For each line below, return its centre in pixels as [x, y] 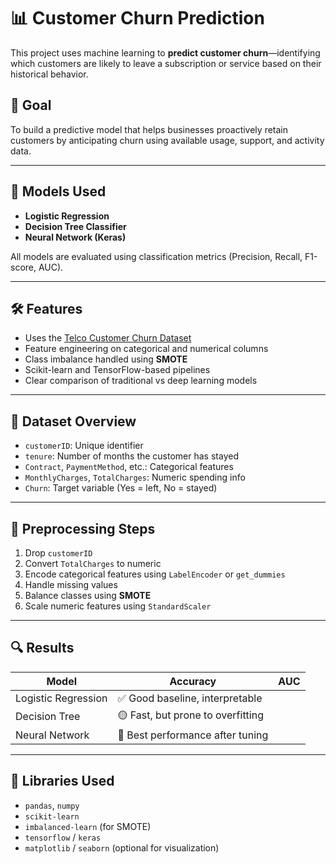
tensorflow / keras [63, 837]
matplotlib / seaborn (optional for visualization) [122, 847]
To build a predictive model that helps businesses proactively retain [149, 129]
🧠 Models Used [58, 191]
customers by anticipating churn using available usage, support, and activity [167, 140]
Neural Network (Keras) [75, 237]
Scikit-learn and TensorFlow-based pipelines [117, 370]
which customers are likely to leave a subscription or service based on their [166, 63]
